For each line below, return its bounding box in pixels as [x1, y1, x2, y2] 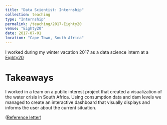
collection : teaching [5, 12, 51, 17]
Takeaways [5, 72, 54, 83]
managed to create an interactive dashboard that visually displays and [5, 99, 150, 105]
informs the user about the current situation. [5, 104, 97, 110]
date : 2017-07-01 [5, 31, 42, 36]
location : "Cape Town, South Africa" [5, 36, 84, 41]
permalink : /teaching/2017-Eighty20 [5, 21, 82, 27]
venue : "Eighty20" [5, 26, 44, 31]
